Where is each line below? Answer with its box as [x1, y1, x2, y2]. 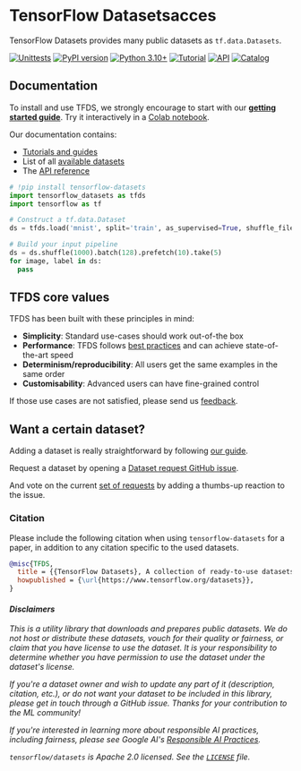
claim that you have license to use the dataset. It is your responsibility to [9, 642, 278, 654]
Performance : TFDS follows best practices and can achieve [21, 340, 244, 351]
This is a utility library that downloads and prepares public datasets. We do [9, 623, 288, 634]
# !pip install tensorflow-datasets [9, 183, 146, 192]
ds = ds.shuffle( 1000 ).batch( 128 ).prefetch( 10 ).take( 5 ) [9, 248, 222, 257]
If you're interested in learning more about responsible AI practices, [9, 724, 260, 735]
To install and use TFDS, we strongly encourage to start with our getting [9, 102, 276, 113]
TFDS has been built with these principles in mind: [9, 313, 195, 324]
